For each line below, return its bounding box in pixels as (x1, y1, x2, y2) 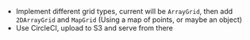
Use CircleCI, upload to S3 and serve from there (15, 24, 173, 32)
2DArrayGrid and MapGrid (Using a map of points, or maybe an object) (15, 15, 243, 24)
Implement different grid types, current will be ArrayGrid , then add (15, 7, 233, 16)
